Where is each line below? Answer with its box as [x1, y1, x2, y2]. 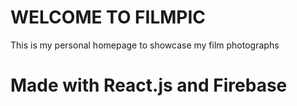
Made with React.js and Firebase [10, 74, 288, 97]
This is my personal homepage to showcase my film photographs [10, 39, 280, 51]
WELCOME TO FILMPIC [10, 6, 207, 29]
